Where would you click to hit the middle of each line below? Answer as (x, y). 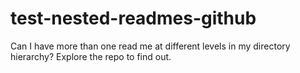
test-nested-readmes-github (133, 18)
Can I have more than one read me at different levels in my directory (150, 46)
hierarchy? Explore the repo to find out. (91, 56)
